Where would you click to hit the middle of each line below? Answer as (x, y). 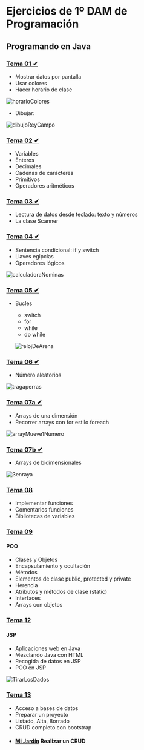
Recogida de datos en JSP (48, 661)
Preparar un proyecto (41, 714)
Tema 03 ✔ (23, 202)
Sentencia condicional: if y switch (57, 250)
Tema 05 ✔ (23, 290)
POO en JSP (31, 668)
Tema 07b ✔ (25, 449)
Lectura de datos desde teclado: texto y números (76, 215)
